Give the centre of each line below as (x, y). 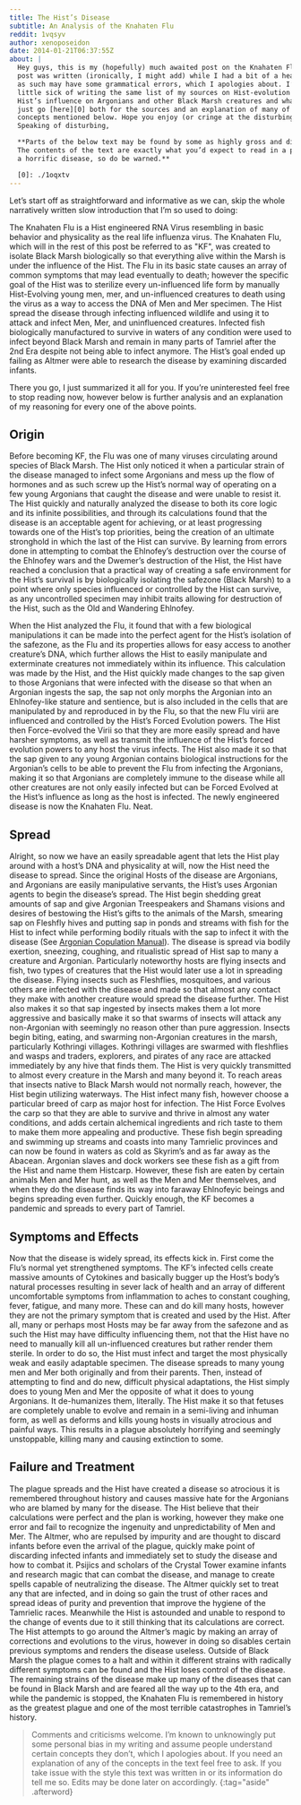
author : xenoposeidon (50, 43)
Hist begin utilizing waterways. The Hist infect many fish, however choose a (149, 1095)
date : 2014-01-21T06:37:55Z (62, 51)
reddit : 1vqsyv (38, 34)
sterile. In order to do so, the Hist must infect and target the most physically (149, 1353)
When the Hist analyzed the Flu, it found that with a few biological (130, 626)
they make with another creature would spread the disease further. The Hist (149, 999)
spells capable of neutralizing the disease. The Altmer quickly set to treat (144, 1584)
